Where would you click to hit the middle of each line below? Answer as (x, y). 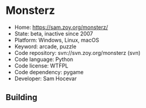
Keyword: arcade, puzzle (45, 46)
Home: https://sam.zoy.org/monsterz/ (61, 27)
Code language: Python (44, 59)
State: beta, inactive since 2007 (54, 33)
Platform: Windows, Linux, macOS (57, 40)
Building (21, 97)
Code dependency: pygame (49, 72)
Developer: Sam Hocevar (45, 78)
